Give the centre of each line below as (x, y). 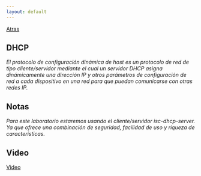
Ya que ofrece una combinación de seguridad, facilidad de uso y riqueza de (100, 127)
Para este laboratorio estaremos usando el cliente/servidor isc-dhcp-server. (101, 121)
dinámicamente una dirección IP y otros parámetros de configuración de (97, 75)
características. (25, 134)
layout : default (26, 12)
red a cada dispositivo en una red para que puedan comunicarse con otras (100, 81)
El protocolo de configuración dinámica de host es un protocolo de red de (98, 62)
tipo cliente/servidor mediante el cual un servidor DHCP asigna (85, 68)
